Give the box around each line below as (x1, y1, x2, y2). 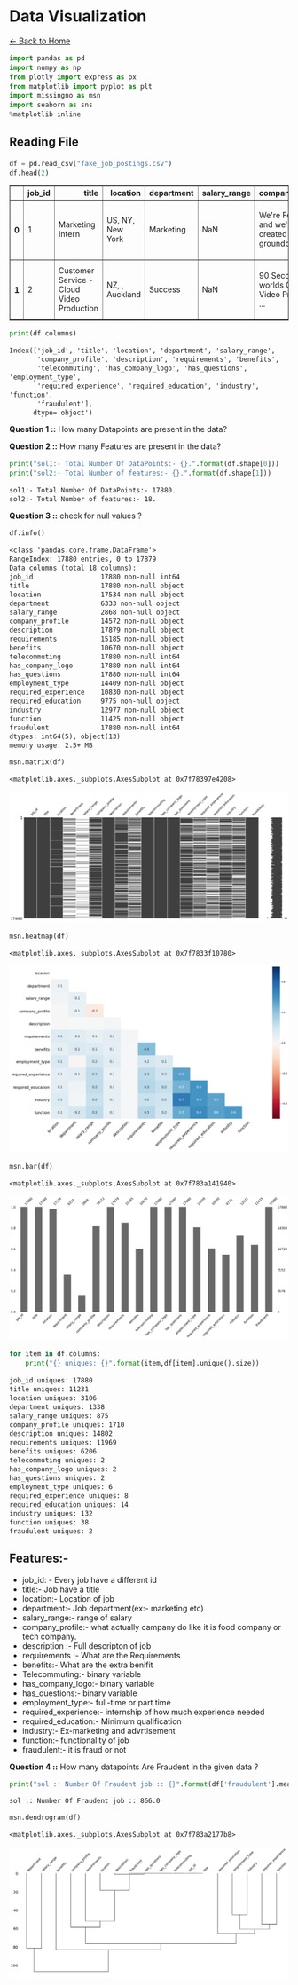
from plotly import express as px (9, 73, 137, 82)
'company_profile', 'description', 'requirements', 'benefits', (36, 355, 279, 364)
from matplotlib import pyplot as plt (9, 82, 153, 91)
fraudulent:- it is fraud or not (21, 1744, 127, 1754)
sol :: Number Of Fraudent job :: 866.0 (9, 1797, 161, 1806)
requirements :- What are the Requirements (21, 1650, 181, 1660)
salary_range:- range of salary (21, 1612, 133, 1623)
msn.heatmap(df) (9, 932, 69, 941)
